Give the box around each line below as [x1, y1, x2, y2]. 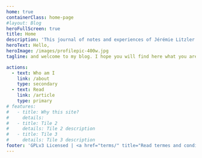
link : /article [17, 93, 55, 99]
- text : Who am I [11, 70, 55, 76]
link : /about [17, 76, 50, 82]
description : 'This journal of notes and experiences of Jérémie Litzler [6, 37, 195, 43]
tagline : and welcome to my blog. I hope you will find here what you [6, 53, 187, 59]
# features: [6, 103, 36, 109]
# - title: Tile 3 [6, 132, 58, 138]
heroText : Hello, [6, 43, 50, 49]
